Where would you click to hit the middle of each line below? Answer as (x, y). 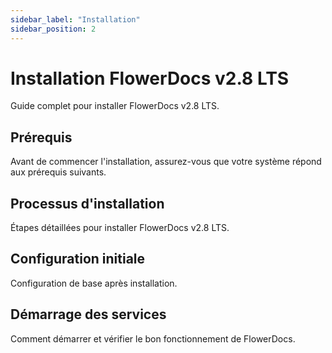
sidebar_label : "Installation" (75, 19)
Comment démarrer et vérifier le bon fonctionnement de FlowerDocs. (153, 338)
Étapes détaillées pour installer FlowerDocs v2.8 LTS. (120, 228)
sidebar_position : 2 (53, 29)
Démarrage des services (88, 314)
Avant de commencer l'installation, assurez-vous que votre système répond (166, 162)
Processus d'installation (87, 203)
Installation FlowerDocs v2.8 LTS (150, 78)
